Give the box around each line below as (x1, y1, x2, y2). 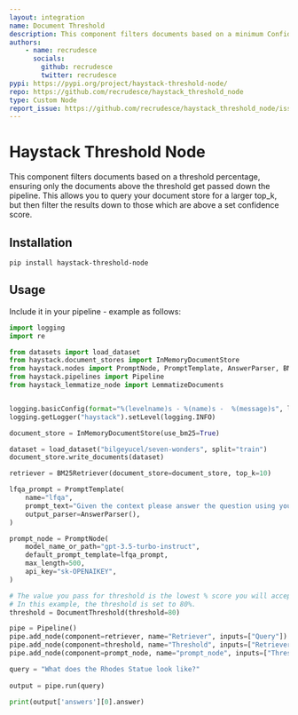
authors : (9, 37, 42, 47)
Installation (9, 234, 73, 250)
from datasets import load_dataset (9, 347, 141, 356)
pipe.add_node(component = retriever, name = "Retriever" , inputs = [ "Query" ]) (9, 632, 288, 641)
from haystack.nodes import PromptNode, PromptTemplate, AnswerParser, (9, 364, 279, 373)
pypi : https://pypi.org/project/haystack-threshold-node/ (9, 79, 228, 88)
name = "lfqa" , (25, 494, 74, 503)
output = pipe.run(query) (9, 681, 105, 690)
